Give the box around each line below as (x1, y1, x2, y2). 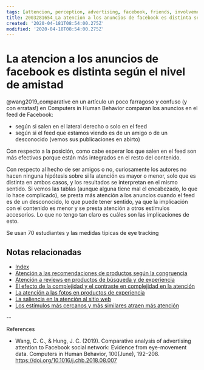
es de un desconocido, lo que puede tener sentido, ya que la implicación (6, 198, 188, 206)
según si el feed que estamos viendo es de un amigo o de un (15, 129, 168, 137)
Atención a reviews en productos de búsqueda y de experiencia (15, 276, 175, 283)
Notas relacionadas (6, 247, 82, 257)
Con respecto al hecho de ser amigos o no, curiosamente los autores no (6, 166, 187, 173)
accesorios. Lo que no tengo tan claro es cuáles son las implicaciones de (6, 211, 189, 218)
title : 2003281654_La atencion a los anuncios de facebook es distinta (6, 15, 191, 21)
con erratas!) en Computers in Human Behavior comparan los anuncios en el (6, 105, 198, 112)
